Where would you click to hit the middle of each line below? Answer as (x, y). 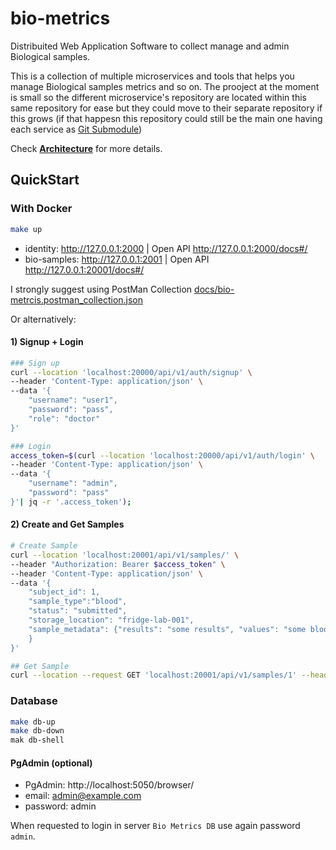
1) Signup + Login (47, 342)
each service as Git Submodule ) (76, 129)
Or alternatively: (43, 319)
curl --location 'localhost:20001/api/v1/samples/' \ (125, 555)
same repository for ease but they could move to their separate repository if (166, 108)
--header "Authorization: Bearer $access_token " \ (118, 564)
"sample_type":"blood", (78, 602)
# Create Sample (44, 546)
